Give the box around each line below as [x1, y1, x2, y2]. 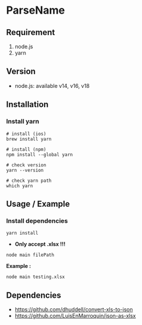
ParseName [6, 4, 65, 17]
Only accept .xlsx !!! [14, 241, 66, 248]
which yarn [6, 182, 33, 189]
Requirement [6, 27, 55, 37]
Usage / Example [6, 198, 70, 209]
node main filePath [6, 252, 55, 258]
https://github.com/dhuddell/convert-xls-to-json [14, 306, 133, 313]
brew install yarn [6, 136, 52, 142]
